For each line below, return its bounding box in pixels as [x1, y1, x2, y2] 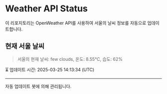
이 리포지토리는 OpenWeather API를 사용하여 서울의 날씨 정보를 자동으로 [5, 20, 147, 26]
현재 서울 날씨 [5, 42, 45, 50]
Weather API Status [5, 3, 88, 14]
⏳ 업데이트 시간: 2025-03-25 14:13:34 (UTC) [5, 66, 94, 72]
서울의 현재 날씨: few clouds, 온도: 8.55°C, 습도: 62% [17, 56, 123, 62]
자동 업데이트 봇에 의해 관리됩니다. [5, 83, 72, 89]
